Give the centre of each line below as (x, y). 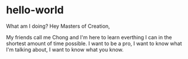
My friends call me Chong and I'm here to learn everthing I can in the (89, 37)
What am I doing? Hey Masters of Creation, (58, 26)
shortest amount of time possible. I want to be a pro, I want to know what (94, 43)
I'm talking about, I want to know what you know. (65, 49)
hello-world (35, 10)
